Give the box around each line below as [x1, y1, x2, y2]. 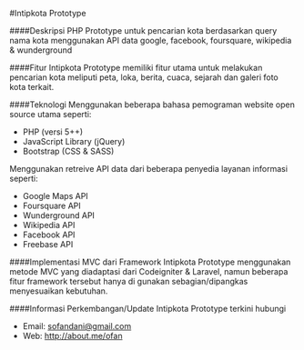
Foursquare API [22, 200, 82, 211]
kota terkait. [9, 82, 55, 92]
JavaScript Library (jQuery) [22, 136, 126, 146]
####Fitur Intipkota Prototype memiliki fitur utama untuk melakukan [9, 63, 263, 73]
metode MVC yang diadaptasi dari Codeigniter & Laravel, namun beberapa [9, 266, 289, 276]
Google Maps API [22, 191, 88, 201]
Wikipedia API [22, 220, 76, 230]
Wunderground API [22, 210, 96, 221]
